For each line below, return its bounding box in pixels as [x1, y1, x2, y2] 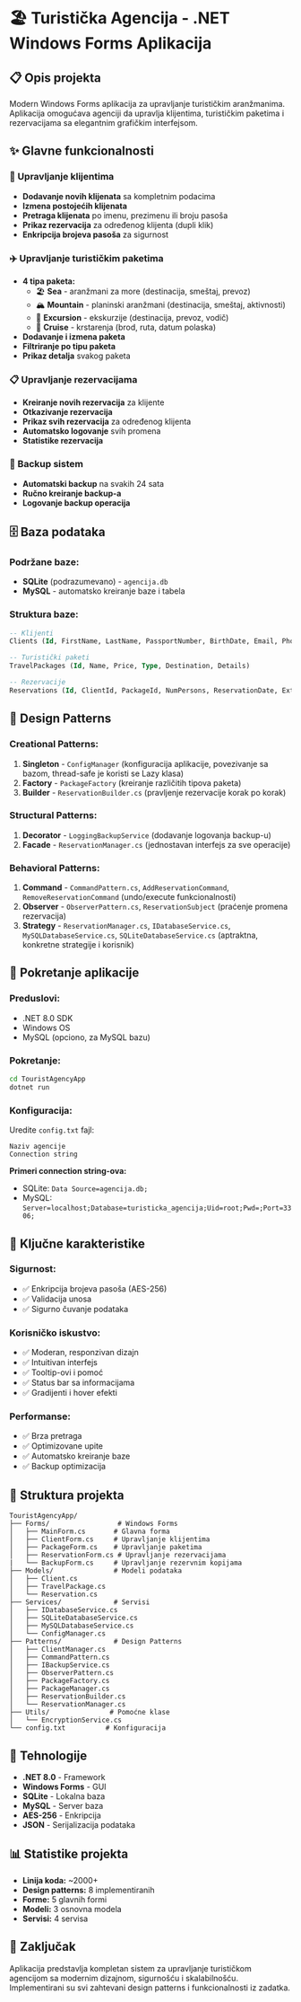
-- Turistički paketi [9, 653, 90, 662]
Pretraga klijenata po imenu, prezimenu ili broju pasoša [21, 209, 228, 221]
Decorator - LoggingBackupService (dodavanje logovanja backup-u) [21, 829, 271, 841]
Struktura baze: [9, 608, 79, 621]
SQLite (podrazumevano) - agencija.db [21, 577, 168, 587]
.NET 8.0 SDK [21, 1012, 73, 1023]
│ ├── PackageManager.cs [9, 1684, 110, 1694]
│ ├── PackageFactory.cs [9, 1677, 110, 1686]
